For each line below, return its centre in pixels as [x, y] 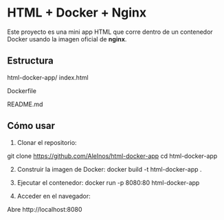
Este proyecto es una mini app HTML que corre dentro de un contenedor [110, 32]
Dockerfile [22, 90]
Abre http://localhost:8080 [45, 209]
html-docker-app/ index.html [48, 77]
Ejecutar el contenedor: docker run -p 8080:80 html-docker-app [108, 182]
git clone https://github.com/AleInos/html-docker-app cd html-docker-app [112, 156]
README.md [25, 104]
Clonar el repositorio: [47, 142]
